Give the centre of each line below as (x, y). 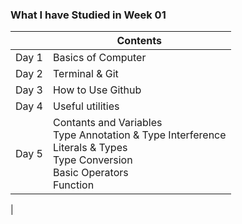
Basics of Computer (99, 58)
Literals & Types (90, 148)
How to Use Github (97, 90)
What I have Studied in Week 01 (88, 15)
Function (73, 185)
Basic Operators (90, 173)
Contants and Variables (107, 123)
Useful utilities (86, 106)
